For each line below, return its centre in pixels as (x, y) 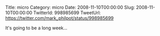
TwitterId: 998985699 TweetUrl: (67, 13)
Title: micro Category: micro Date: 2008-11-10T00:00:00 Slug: (70, 7)
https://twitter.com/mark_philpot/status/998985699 (59, 18)
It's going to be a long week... (36, 28)
